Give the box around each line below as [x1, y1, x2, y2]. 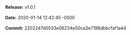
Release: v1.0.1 [5, 4, 36, 10]
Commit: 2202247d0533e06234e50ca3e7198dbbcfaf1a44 [5, 25, 127, 31]
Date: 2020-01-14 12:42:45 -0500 [5, 15, 75, 20]
